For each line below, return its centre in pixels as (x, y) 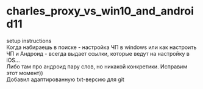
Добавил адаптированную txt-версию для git (66, 79)
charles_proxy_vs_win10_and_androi (100, 11)
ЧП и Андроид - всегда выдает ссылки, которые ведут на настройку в (98, 53)
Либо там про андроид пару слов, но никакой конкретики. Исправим (97, 66)
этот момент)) (25, 73)
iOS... (13, 60)
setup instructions (29, 41)
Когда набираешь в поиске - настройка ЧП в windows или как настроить (101, 47)
